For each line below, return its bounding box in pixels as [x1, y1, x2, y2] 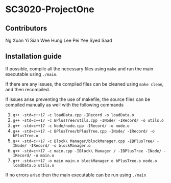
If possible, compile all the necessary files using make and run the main [5, 65, 154, 72]
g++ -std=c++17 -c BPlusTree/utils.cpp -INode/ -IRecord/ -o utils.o [12, 118, 164, 123]
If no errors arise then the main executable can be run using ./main [5, 172, 146, 178]
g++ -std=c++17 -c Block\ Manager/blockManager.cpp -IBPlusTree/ [12, 139, 155, 144]
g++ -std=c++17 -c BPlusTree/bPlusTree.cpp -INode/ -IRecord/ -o [12, 128, 155, 134]
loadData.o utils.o [12, 163, 55, 168]
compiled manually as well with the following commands [5, 101, 124, 108]
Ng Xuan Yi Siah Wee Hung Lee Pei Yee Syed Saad [5, 37, 112, 43]
